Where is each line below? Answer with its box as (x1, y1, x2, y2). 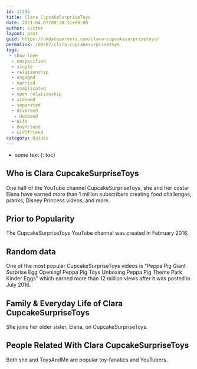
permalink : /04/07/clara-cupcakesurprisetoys (6, 42, 120, 48)
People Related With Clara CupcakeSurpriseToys (6, 341, 189, 351)
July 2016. (6, 281, 31, 289)
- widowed (11, 96, 35, 102)
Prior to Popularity (6, 213, 75, 224)
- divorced (11, 108, 38, 114)
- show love (8, 53, 38, 59)
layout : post (6, 31, 38, 37)
